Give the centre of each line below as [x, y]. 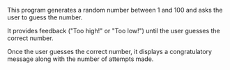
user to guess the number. [45, 17]
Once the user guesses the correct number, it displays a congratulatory [110, 52]
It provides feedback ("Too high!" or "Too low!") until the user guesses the [114, 31]
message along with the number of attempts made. [80, 59]
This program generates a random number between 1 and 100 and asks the [115, 10]
